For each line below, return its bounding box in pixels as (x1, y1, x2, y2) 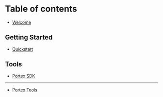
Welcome (12, 19, 32, 25)
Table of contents (5, 3, 78, 14)
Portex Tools (12, 87, 37, 93)
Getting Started (5, 33, 53, 42)
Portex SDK (12, 73, 35, 79)
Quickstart (12, 46, 33, 52)
